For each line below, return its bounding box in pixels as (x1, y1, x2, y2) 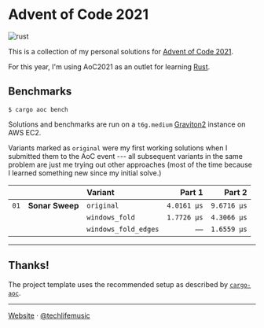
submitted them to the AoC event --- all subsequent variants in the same (8, 151, 244, 160)
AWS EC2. (8, 127, 42, 137)
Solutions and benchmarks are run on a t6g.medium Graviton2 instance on (8, 120, 246, 129)
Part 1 (179, 186, 203, 197)
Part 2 (223, 186, 247, 197)
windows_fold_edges (86, 224, 159, 234)
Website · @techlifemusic (8, 311, 90, 320)
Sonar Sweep (27, 200, 79, 211)
